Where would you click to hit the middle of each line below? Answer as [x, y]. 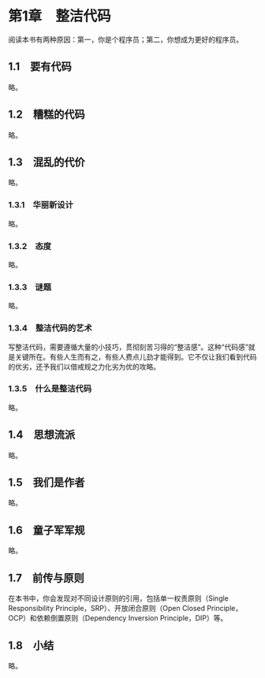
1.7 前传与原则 [46, 577]
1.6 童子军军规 [47, 530]
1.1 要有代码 [40, 67]
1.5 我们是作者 [47, 483]
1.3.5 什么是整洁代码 [50, 389]
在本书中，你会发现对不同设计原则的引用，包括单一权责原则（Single [118, 598]
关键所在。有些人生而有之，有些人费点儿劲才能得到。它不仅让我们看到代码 [136, 356]
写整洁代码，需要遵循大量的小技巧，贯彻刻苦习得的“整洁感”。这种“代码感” [128, 347]
